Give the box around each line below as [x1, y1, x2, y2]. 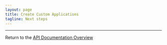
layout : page [5, 7, 32, 12]
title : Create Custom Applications [5, 12, 79, 17]
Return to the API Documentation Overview [5, 35, 93, 41]
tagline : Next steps [5, 16, 48, 21]
